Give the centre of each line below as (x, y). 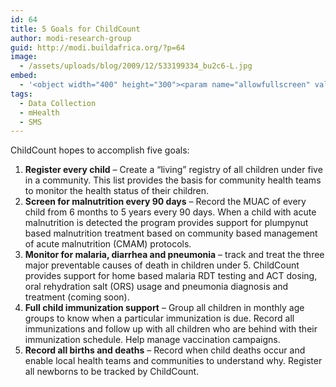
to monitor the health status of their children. (117, 191)
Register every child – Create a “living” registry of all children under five (173, 170)
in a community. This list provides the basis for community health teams (173, 180)
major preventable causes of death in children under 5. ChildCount (162, 265)
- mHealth (39, 112)
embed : (24, 76)
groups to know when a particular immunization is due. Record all (159, 318)
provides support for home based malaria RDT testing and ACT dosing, (171, 276)
